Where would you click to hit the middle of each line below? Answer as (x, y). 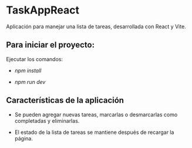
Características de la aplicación (65, 100)
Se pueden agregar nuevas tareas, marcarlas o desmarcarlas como (96, 115)
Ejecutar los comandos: (35, 59)
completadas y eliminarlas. (47, 120)
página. (24, 138)
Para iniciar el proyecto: (50, 45)
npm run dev (30, 82)
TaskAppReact (43, 10)
